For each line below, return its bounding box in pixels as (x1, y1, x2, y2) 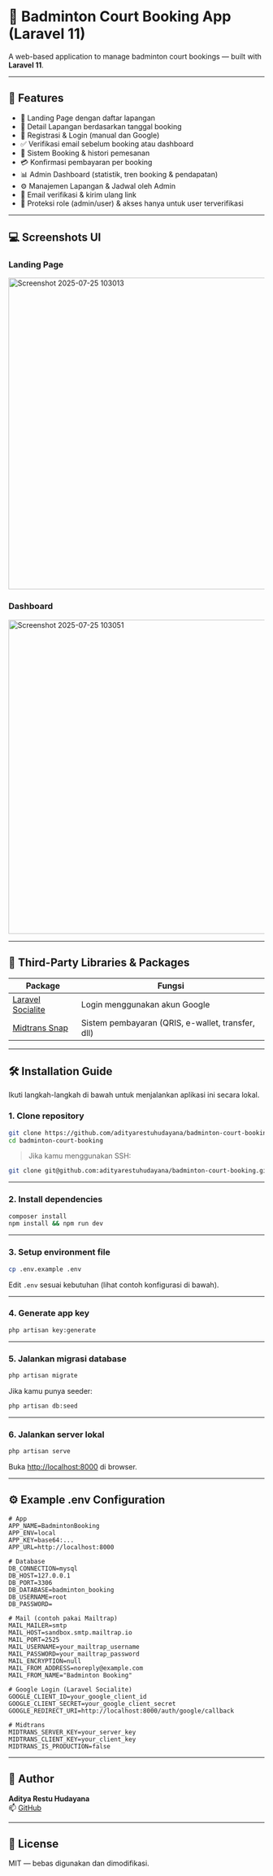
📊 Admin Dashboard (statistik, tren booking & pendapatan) (19, 169, 219, 179)
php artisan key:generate (8, 1325, 96, 1334)
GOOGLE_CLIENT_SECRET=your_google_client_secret (8, 1700, 176, 1708)
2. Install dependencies (8, 1194, 103, 1205)
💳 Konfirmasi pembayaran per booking (19, 157, 153, 167)
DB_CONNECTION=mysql (8, 1565, 79, 1573)
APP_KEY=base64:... (8, 1536, 75, 1544)
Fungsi (157, 980, 184, 991)
